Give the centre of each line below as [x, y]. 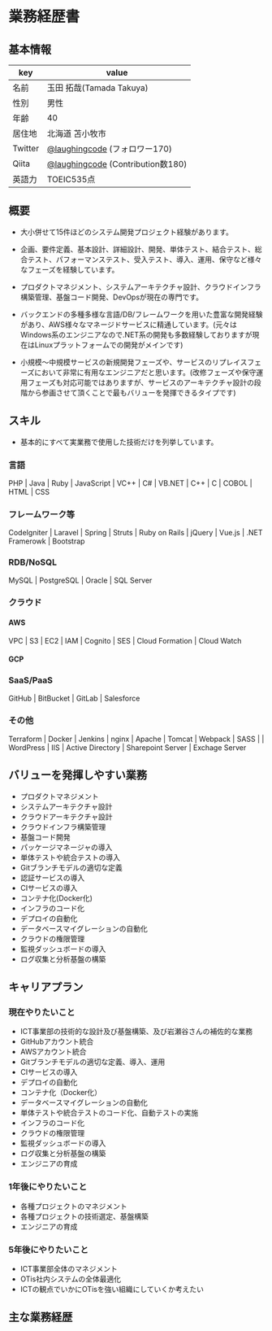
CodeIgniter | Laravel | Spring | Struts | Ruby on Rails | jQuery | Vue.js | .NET [136, 533]
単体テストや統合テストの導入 [70, 857]
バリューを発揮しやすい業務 [78, 775]
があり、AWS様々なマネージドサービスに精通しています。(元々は [128, 324]
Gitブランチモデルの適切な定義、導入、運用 [93, 1062]
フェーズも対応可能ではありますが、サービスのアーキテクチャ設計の [140, 382]
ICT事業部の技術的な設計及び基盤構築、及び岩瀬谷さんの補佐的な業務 [136, 1032]
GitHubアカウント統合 [57, 1041]
